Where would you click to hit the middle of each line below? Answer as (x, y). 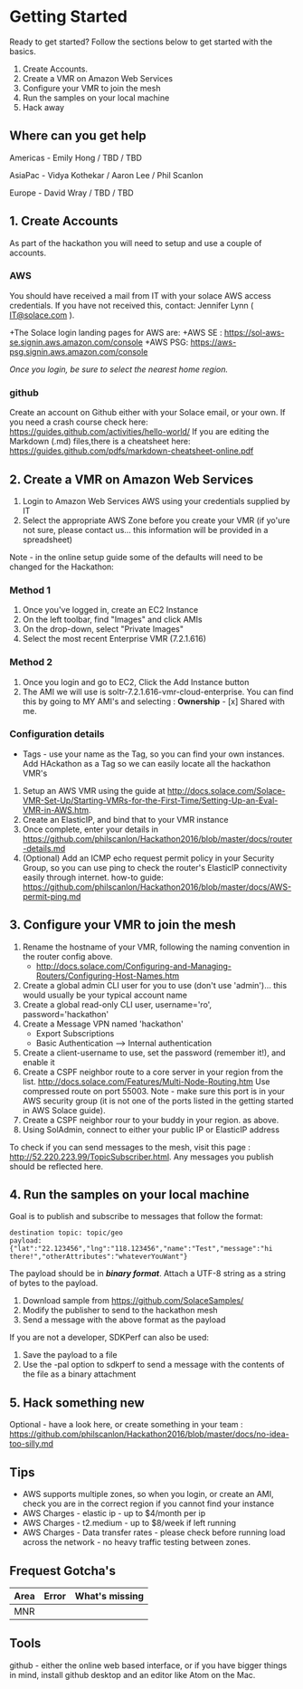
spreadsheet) (47, 539)
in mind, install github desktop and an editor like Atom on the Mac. (133, 1675)
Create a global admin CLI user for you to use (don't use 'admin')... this (155, 985)
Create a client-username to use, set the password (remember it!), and (154, 1053)
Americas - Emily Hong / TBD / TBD (76, 157)
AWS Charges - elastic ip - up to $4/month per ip (114, 1513)
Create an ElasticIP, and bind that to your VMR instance (125, 819)
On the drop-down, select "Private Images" (103, 629)
